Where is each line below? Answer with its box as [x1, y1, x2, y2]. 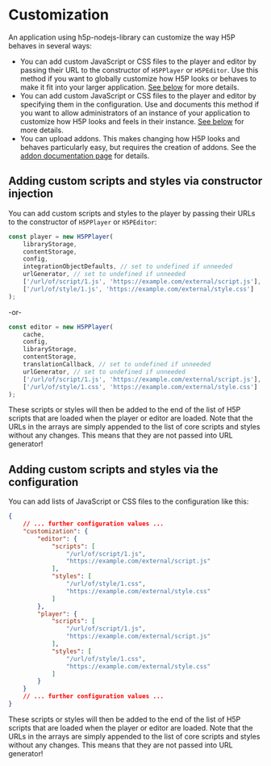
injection [8, 187, 54, 201]
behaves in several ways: [8, 40, 93, 50]
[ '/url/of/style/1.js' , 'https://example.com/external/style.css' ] [23, 285, 254, 293]
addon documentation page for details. [19, 151, 150, 161]
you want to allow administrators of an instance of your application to [19, 107, 251, 118]
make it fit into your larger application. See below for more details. [19, 82, 240, 92]
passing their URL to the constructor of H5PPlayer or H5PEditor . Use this [19, 65, 259, 74]
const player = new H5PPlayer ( [8, 232, 114, 241]
